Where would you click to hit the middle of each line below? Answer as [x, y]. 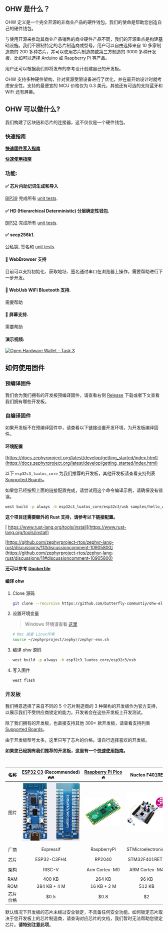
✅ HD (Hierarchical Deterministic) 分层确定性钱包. [57, 211]
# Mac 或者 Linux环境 [33, 635]
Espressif [51, 849]
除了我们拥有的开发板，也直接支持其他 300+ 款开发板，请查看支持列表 [78, 723]
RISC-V [51, 869]
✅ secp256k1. [20, 235]
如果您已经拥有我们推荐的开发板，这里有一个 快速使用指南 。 [66, 751]
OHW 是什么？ [27, 9]
